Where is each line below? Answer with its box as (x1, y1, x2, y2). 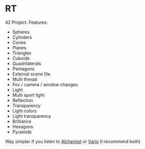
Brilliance (12, 118, 32, 124)
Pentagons (12, 65, 35, 72)
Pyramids (12, 129, 32, 135)
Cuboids (12, 55, 30, 61)
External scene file (12, 71, 50, 77)
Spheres (12, 29, 30, 35)
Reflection (12, 97, 34, 103)
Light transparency (12, 113, 51, 119)
